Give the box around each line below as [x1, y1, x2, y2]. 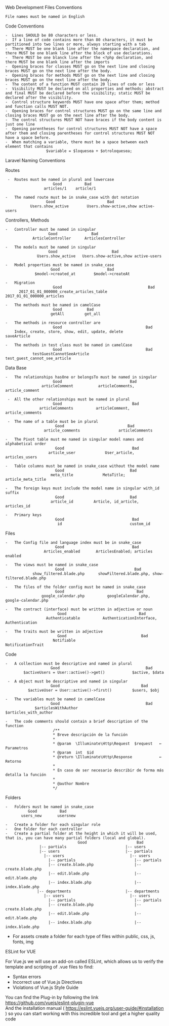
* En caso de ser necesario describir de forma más [53, 768, 164, 773]
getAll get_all [50, 312, 101, 317]
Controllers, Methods [5, 217, 50, 223]
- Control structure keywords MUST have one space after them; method [5, 100, 159, 105]
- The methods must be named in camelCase [5, 302, 101, 307]
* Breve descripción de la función [53, 732, 128, 737]
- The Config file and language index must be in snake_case [5, 540, 142, 545]
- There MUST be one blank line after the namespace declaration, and [5, 46, 159, 51]
